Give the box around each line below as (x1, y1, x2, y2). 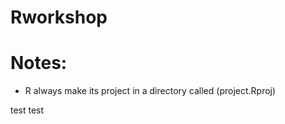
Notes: (10, 52, 68, 75)
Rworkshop (10, 6, 108, 29)
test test (10, 104, 45, 116)
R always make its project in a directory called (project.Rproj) (24, 85, 277, 97)
